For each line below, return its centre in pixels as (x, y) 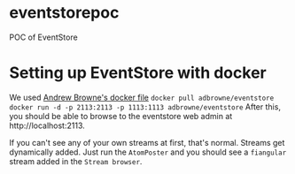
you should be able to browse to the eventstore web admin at (121, 116)
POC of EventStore (43, 37)
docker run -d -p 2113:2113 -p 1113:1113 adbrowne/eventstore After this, (145, 106)
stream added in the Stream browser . (76, 161)
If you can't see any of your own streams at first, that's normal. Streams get (147, 142)
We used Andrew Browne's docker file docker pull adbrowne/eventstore (142, 97)
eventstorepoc (64, 13)
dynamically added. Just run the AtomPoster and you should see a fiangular (148, 152)
